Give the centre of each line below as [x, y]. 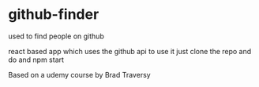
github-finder [54, 14]
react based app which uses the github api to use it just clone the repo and [130, 51]
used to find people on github [56, 36]
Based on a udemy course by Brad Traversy [80, 74]
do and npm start [36, 60]
